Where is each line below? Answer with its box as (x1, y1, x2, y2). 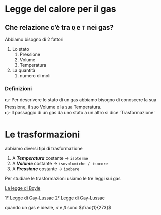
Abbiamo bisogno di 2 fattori (5, 36, 64, 42)
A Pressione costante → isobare (12, 166, 80, 172)
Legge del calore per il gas (5, 3, 116, 15)
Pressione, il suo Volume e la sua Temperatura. (5, 104, 102, 110)
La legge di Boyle (5, 185, 41, 191)
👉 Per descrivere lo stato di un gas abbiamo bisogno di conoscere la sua (5, 97, 156, 103)
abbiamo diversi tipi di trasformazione (5, 146, 83, 152)
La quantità (12, 67, 36, 73)
